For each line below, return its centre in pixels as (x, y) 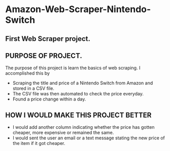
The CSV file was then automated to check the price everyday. (78, 94)
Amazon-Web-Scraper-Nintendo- (78, 9)
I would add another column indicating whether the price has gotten (83, 127)
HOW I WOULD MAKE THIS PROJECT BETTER (78, 115)
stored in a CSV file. (33, 88)
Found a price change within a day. (49, 99)
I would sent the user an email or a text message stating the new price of (89, 138)
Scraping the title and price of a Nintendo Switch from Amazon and (83, 83)
